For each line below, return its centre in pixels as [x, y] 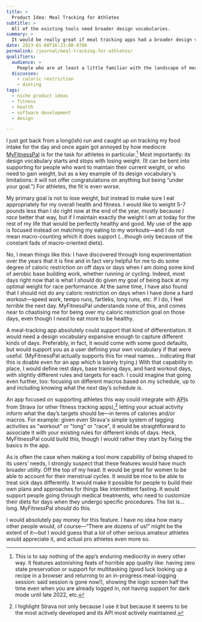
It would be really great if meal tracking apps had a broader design [102, 40]
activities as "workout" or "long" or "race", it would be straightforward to [96, 426]
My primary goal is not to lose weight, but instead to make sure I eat [90, 198]
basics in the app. [28, 445]
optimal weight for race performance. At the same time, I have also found [97, 286]
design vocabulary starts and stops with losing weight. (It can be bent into [98, 161]
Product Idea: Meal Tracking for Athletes [66, 17]
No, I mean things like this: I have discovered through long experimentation [99, 254]
